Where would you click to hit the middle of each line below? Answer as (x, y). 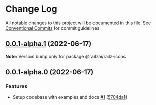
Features (17, 86)
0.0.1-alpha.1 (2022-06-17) (49, 44)
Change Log (31, 9)
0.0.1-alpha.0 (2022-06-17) (50, 72)
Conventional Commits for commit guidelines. (53, 28)
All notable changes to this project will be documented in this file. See (78, 23)
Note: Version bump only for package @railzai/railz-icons (66, 56)
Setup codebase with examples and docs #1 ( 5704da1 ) (70, 97)
